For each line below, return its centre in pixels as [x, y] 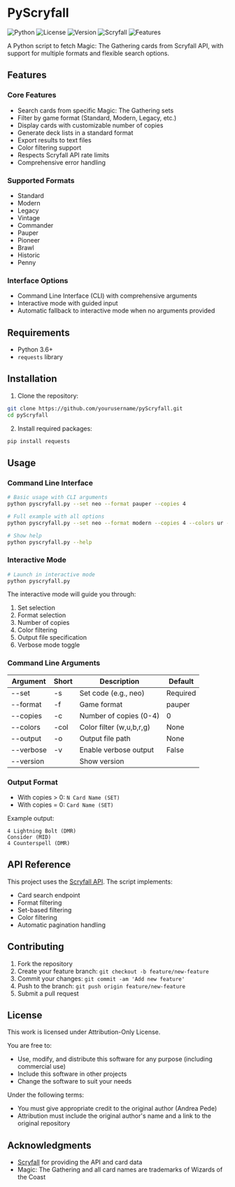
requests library [40, 357]
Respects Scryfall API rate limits [63, 154]
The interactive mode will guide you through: [72, 594]
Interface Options [38, 280]
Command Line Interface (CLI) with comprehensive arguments [107, 296]
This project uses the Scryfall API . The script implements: [90, 882]
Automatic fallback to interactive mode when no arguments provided [116, 311]
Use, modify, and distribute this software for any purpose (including [115, 1059]
